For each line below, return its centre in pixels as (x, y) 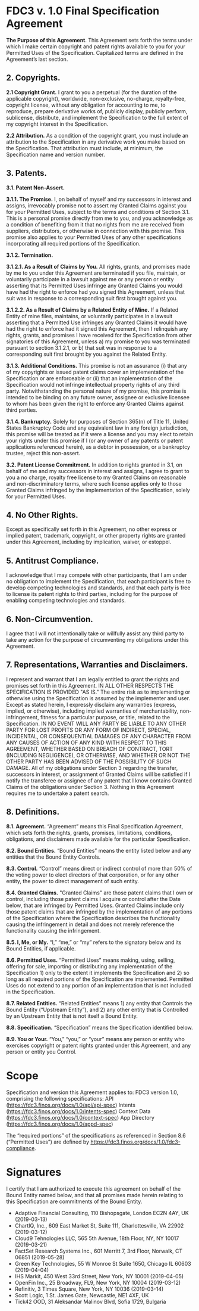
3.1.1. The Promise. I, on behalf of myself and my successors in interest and (99, 199)
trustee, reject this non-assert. (43, 453)
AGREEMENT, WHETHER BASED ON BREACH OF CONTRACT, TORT (90, 748)
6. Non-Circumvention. (50, 619)
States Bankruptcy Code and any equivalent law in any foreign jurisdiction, (97, 428)
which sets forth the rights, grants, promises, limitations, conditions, (89, 832)
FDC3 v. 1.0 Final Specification (83, 11)
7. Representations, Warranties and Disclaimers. (97, 665)
